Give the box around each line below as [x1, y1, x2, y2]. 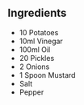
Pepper [19, 87, 44, 97]
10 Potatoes [19, 27, 59, 37]
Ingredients [7, 6, 67, 20]
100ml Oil [19, 44, 51, 55]
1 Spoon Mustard [19, 70, 76, 79]
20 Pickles [19, 53, 55, 63]
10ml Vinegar [19, 36, 64, 46]
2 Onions [19, 62, 50, 71]
